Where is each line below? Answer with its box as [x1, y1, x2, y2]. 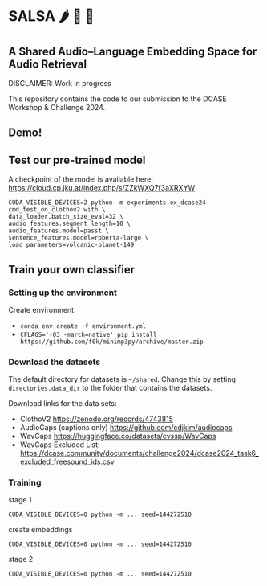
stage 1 [8, 495, 32, 505]
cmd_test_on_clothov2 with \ [8, 206, 106, 214]
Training [8, 477, 42, 488]
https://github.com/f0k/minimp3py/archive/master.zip [19, 338, 204, 346]
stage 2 [8, 555, 34, 564]
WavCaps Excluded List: [19, 440, 100, 449]
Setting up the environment [8, 287, 118, 298]
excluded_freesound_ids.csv [19, 457, 115, 467]
